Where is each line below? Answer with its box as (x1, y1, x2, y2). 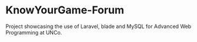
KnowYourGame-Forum (5, 3, 124, 17)
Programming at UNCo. (5, 29, 63, 36)
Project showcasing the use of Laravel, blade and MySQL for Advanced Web (5, 23, 192, 30)
